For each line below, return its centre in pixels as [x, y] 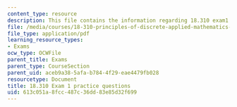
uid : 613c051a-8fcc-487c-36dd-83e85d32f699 [72, 92]
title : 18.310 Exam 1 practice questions [69, 86]
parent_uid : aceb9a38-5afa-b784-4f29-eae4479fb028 [83, 73]
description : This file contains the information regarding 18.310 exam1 [118, 20]
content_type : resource [42, 14]
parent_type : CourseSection [49, 66]
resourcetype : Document [42, 79]
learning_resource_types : [45, 40]
